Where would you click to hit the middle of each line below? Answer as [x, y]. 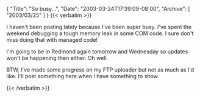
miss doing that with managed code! [52, 40]
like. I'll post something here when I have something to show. [83, 76]
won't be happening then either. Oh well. [57, 58]
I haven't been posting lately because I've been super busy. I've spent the [99, 27]
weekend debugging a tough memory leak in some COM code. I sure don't [100, 33]
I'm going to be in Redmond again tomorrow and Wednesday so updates [97, 52]
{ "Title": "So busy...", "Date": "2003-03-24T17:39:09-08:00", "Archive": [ [98, 9]
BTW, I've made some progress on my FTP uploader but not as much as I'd [100, 70]
